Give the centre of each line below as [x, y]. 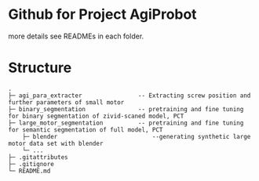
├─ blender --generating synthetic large [137, 136]
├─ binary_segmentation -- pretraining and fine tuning [126, 109]
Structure [40, 68]
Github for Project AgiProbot [103, 14]
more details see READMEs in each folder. [76, 36]
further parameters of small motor [66, 102]
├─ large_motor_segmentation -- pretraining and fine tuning [126, 123]
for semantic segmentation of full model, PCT [86, 130]
